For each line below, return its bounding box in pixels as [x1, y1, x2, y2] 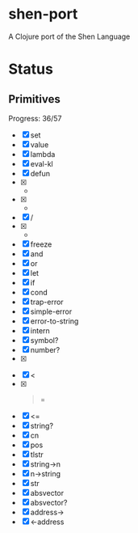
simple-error [30, 307, 73, 316]
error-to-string [30, 316, 79, 326]
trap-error [30, 297, 64, 307]
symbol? [30, 335, 59, 345]
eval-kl [30, 159, 54, 168]
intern [30, 325, 50, 336]
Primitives [8, 92, 61, 106]
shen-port [8, 5, 78, 23]
